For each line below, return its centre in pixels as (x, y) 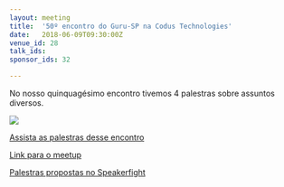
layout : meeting (40, 18)
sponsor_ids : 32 (40, 60)
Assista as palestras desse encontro (77, 137)
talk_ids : (28, 51)
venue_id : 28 (34, 43)
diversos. (27, 103)
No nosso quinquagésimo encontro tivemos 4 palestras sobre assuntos (142, 93)
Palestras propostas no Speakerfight (78, 172)
